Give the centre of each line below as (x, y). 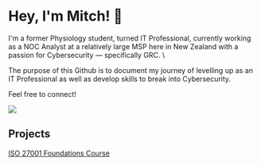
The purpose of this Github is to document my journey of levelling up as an (130, 70)
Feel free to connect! (43, 94)
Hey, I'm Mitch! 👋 (66, 16)
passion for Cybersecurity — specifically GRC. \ (87, 55)
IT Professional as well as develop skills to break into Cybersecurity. (120, 79)
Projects (29, 134)
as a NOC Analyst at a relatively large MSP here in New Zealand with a (123, 46)
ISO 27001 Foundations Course (59, 153)
